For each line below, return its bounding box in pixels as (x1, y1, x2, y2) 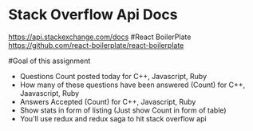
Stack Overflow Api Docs (8, 6, 178, 24)
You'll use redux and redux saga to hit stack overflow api (19, 113, 207, 123)
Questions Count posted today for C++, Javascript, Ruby (19, 71, 208, 81)
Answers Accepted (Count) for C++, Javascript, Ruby (19, 97, 196, 106)
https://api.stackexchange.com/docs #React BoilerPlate (8, 32, 192, 42)
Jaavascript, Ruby (19, 88, 80, 97)
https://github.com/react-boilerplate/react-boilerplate (8, 40, 184, 50)
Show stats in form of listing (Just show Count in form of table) (19, 105, 227, 115)
